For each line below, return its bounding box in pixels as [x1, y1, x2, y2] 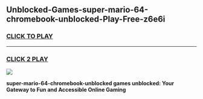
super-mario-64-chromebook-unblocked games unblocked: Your [6, 79, 174, 86]
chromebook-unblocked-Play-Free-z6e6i [6, 14, 166, 25]
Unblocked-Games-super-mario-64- [6, 5, 149, 15]
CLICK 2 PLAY [6, 55, 48, 63]
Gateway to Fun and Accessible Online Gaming [6, 86, 126, 93]
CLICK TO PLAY [6, 32, 53, 41]
